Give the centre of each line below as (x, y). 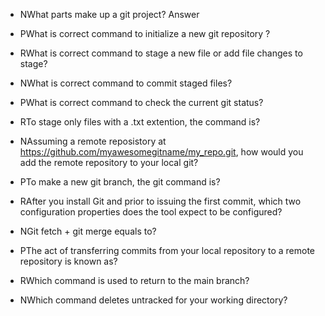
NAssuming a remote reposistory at (93, 141)
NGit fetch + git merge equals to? (88, 231)
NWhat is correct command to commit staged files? (126, 83)
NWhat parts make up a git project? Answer (109, 14)
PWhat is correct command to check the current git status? (141, 102)
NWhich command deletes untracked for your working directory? (153, 300)
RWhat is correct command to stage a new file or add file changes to (161, 53)
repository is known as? (68, 261)
